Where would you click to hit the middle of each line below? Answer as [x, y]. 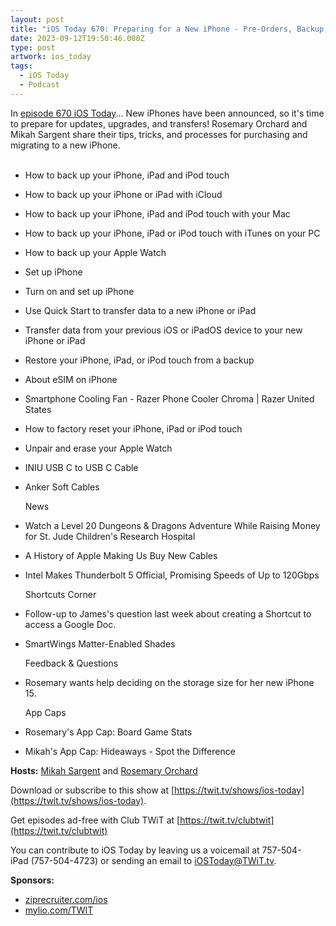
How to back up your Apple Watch [95, 252]
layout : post [37, 19]
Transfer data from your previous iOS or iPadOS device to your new [163, 330]
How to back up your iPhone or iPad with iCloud [123, 194]
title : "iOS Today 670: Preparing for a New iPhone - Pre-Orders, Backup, [169, 29]
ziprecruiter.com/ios [66, 899]
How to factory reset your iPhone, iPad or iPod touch [133, 428]
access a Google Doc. [70, 624]
